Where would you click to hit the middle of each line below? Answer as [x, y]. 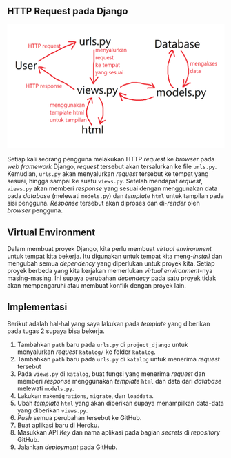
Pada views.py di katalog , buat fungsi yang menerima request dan [111, 374]
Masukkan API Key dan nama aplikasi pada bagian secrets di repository [119, 432]
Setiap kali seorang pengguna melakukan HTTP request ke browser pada [111, 159]
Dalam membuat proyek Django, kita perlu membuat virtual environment [110, 249]
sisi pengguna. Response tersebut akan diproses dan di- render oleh [103, 203]
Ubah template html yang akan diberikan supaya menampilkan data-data [120, 403]
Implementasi [37, 307]
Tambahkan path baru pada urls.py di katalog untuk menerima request [118, 359]
